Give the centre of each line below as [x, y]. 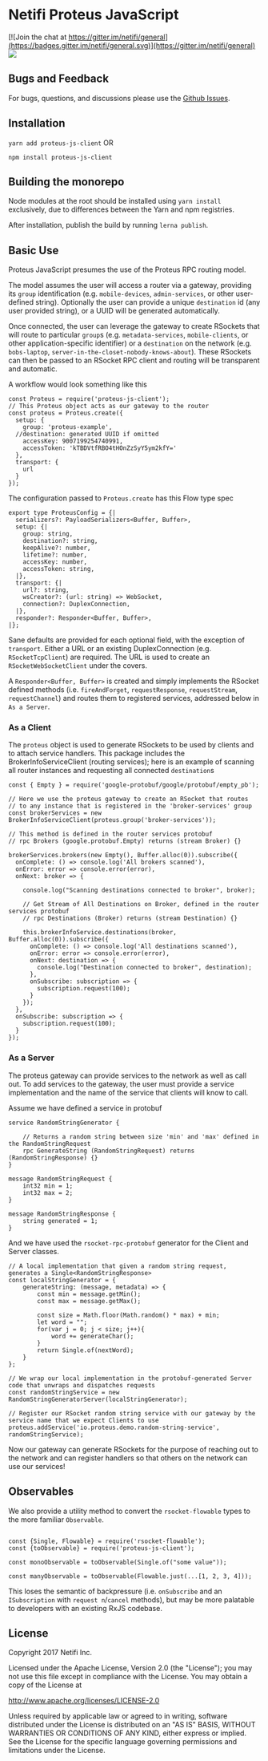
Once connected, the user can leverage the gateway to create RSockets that [134, 326]
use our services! [37, 1466]
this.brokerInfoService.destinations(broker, [100, 933]
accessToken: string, [58, 569]
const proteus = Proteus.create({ [66, 413]
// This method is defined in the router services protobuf [111, 834]
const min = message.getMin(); [89, 1294]
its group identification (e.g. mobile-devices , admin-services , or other [121, 293]
